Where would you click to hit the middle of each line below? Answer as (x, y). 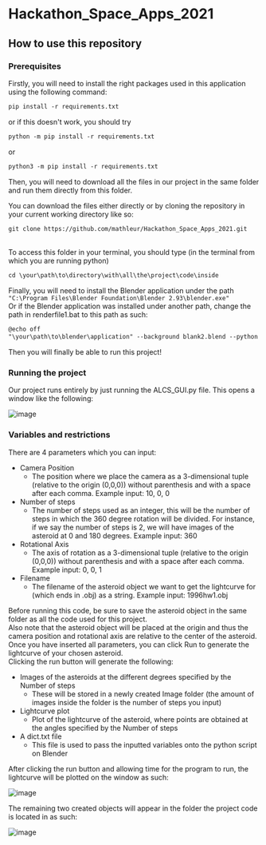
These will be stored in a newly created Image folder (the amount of (143, 694)
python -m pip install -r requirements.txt (82, 137)
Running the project (47, 372)
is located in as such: (43, 816)
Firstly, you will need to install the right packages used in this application (127, 83)
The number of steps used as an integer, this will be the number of (141, 510)
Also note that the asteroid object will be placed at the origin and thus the (128, 627)
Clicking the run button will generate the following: (91, 661)
